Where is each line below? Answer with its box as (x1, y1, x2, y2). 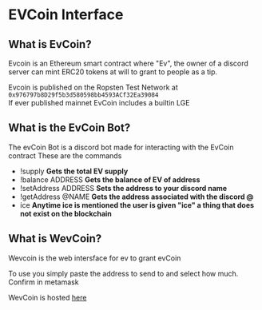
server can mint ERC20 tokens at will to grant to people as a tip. (8, 67, 218, 77)
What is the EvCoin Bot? (8, 121, 131, 135)
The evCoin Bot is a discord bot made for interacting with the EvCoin (8, 142, 234, 152)
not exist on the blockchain (19, 209, 112, 218)
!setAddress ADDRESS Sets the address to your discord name (19, 183, 228, 193)
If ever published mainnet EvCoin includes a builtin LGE (8, 98, 190, 107)
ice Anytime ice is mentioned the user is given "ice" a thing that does (19, 200, 254, 209)
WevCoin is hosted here (8, 292, 87, 302)
